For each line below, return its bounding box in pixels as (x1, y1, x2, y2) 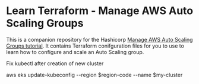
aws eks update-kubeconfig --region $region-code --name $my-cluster (6, 71, 183, 78)
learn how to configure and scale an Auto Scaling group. (6, 48, 144, 55)
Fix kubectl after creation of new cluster (6, 60, 104, 67)
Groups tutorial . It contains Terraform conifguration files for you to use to (6, 42, 184, 49)
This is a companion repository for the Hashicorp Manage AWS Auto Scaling (6, 36, 193, 43)
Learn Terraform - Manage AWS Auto (6, 4, 194, 18)
